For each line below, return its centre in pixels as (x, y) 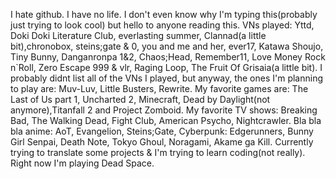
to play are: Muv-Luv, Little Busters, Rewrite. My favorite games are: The (159, 88)
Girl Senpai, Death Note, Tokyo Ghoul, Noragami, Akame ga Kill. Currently (162, 142)
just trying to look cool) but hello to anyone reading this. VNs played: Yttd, (162, 25)
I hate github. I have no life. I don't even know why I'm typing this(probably (164, 14)
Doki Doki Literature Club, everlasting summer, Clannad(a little (138, 35)
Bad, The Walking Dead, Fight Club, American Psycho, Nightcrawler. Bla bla (166, 120)
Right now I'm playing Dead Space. (82, 163)
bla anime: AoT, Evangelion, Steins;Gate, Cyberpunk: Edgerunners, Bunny (162, 131)
